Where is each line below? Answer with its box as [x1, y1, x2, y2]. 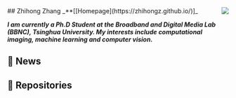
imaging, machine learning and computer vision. [7, 35, 153, 43]
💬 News [7, 55, 41, 67]
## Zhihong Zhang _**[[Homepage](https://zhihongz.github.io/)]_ [7, 7, 198, 15]
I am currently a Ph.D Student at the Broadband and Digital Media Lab [7, 20, 216, 29]
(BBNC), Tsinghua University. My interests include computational [7, 28, 202, 36]
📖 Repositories [7, 79, 72, 91]
